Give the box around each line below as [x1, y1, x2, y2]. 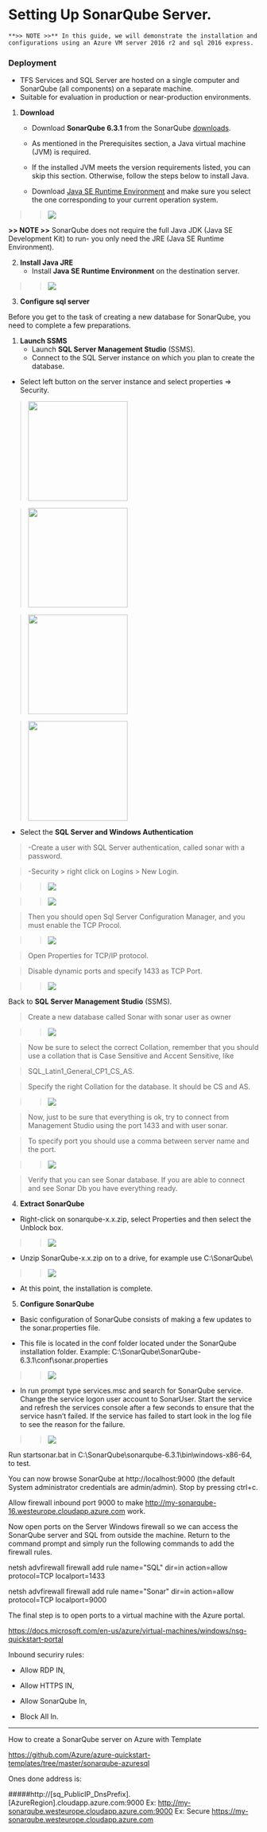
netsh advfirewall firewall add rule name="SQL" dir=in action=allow [8, 1563, 228, 1572]
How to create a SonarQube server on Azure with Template [8, 1735, 202, 1744]
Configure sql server [19, 297, 90, 306]
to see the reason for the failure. [19, 1420, 126, 1429]
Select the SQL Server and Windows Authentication [19, 828, 194, 837]
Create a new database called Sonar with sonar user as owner [27, 1012, 232, 1022]
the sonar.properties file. [19, 1323, 101, 1333]
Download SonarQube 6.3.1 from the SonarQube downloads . [31, 124, 231, 133]
